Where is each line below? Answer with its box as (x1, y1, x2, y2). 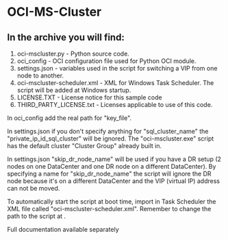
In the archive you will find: (7, 32, 125, 43)
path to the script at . (7, 212, 66, 220)
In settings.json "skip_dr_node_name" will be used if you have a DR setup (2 (7, 155, 221, 163)
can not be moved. (7, 184, 60, 192)
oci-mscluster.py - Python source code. (16, 49, 130, 58)
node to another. (16, 71, 64, 80)
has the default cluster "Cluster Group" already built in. (7, 142, 162, 149)
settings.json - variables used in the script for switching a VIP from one (16, 64, 218, 72)
